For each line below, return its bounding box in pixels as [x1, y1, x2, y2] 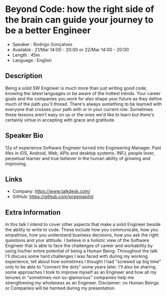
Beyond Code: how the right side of [5, 3, 155, 15]
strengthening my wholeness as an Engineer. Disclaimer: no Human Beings [5, 280, 159, 286]
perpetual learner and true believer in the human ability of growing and [5, 155, 151, 161]
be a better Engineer [5, 25, 91, 36]
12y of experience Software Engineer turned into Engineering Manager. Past [5, 144, 162, 150]
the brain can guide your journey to [5, 14, 154, 25]
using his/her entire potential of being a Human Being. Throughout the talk [5, 248, 158, 254]
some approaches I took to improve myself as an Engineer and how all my [5, 269, 157, 275]
